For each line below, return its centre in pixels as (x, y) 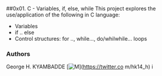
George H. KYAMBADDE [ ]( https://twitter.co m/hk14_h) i (80, 67)
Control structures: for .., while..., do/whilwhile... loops (81, 39)
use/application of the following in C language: (63, 15)
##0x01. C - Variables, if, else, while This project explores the (81, 9)
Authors (18, 54)
